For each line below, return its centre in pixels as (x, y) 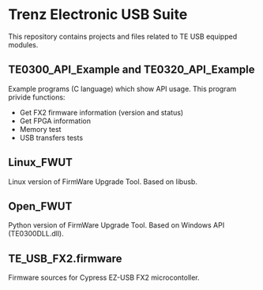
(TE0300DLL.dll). (36, 234)
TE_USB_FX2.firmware (65, 258)
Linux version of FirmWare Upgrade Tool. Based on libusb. (103, 181)
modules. (23, 44)
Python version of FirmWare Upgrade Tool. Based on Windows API (116, 225)
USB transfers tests (51, 137)
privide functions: (37, 97)
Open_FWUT (40, 206)
